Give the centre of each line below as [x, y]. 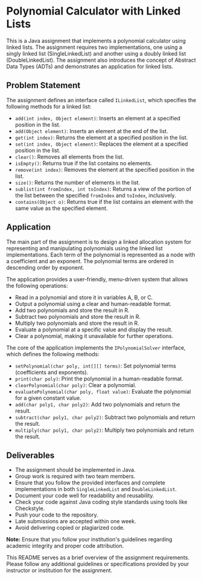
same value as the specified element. [61, 208]
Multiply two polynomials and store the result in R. [77, 323]
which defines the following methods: [53, 354]
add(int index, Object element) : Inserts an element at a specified [98, 118]
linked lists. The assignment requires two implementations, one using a [94, 47]
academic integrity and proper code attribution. [65, 546]
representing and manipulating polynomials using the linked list [84, 248]
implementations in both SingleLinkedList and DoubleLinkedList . [96, 489]
